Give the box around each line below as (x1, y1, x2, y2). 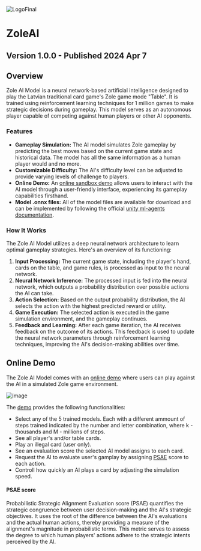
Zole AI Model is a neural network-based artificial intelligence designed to (6, 87, 189, 94)
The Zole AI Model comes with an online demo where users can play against (6, 374, 195, 381)
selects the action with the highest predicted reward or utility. (14, 302, 167, 309)
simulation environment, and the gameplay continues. (14, 315, 148, 322)
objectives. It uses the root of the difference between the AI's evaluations (6, 513, 188, 519)
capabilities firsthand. (14, 192, 69, 199)
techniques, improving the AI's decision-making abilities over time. (14, 340, 180, 348)
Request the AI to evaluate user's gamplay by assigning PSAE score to (14, 453, 189, 460)
